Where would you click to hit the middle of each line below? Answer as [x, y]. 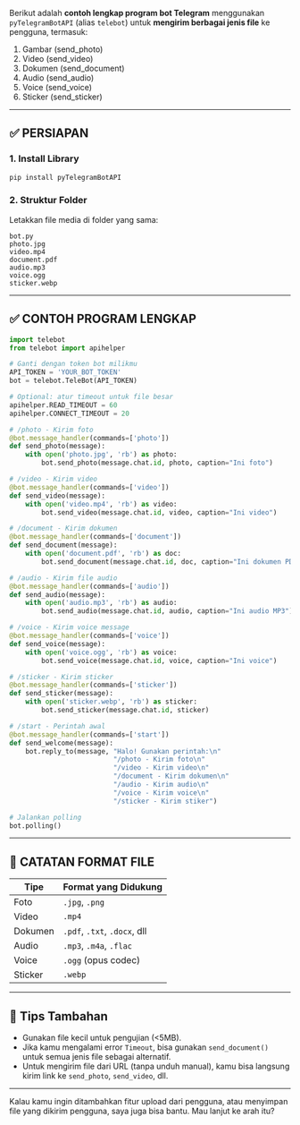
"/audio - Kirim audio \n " [161, 785]
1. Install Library [44, 158]
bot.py [21, 236]
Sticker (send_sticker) [62, 97]
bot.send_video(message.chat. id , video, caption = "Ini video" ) [159, 512]
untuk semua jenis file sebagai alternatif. [96, 1057]
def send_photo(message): [57, 447]
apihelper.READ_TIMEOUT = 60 [63, 405]
